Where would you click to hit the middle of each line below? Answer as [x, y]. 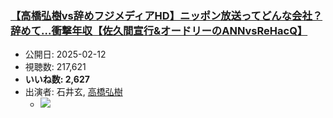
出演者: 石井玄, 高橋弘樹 [73, 92]
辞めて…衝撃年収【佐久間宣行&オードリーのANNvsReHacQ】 [159, 30]
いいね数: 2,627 [57, 79]
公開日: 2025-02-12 [65, 54]
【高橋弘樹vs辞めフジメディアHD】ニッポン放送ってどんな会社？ [166, 15]
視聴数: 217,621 [55, 67]
